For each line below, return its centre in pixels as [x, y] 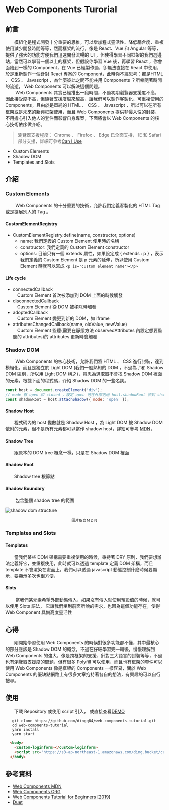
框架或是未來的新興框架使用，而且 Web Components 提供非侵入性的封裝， [82, 112]
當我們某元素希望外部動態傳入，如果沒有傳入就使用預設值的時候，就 [86, 600]
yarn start [23, 734]
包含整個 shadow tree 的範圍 [45, 500]
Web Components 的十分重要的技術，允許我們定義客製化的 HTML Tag [88, 205]
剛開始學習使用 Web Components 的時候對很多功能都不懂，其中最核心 [87, 642]
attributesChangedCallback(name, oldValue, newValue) [70, 325]
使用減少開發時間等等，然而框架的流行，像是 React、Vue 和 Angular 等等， [83, 48]
